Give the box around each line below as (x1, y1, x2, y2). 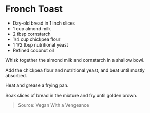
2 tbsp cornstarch (12, 31, 51, 37)
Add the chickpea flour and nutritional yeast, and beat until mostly (5, 67, 145, 73)
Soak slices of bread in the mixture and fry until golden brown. (5, 92, 138, 98)
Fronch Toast (5, 3, 63, 15)
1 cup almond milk (12, 25, 51, 31)
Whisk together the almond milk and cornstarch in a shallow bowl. (5, 57, 145, 63)
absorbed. (5, 72, 27, 78)
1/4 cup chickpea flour (12, 36, 61, 42)
